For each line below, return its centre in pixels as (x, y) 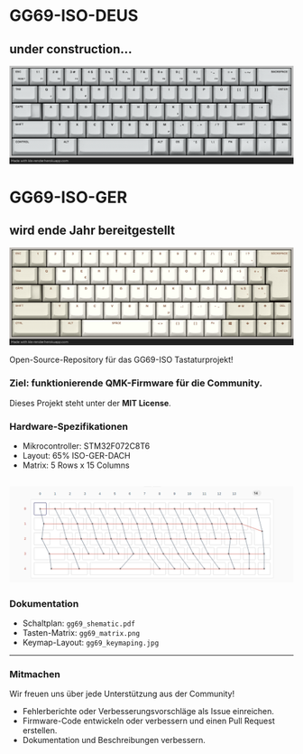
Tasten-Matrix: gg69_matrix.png (81, 633)
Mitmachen (35, 674)
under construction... (71, 49)
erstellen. (40, 731)
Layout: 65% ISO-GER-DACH (76, 456)
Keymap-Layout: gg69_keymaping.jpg (91, 643)
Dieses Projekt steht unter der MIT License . (90, 403)
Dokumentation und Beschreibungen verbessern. (114, 740)
